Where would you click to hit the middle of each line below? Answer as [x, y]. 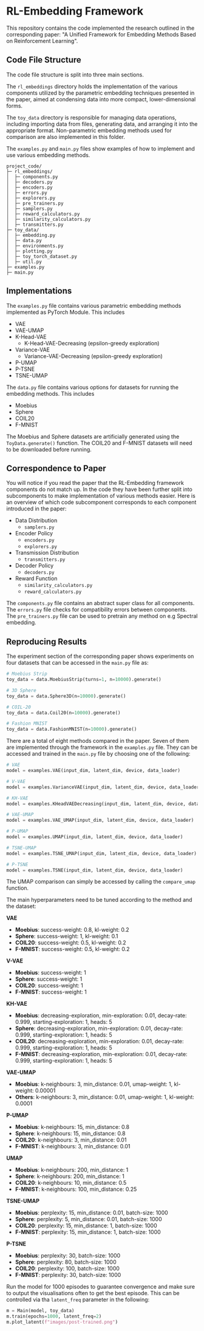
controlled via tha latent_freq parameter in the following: [78, 1299]
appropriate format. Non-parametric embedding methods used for [89, 130]
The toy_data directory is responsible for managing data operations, [91, 117]
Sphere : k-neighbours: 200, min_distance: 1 [70, 1176]
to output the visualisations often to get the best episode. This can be [93, 1293]
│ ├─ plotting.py [29, 251]
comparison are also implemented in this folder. [66, 137]
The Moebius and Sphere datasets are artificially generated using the [93, 436]
